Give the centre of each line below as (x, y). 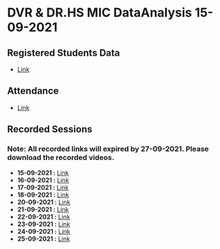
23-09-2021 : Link (44, 224)
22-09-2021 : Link (44, 217)
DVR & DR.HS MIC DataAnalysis (100, 13)
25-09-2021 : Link (44, 239)
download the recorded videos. (61, 158)
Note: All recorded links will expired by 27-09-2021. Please (108, 149)
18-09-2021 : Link (43, 195)
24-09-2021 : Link (44, 231)
